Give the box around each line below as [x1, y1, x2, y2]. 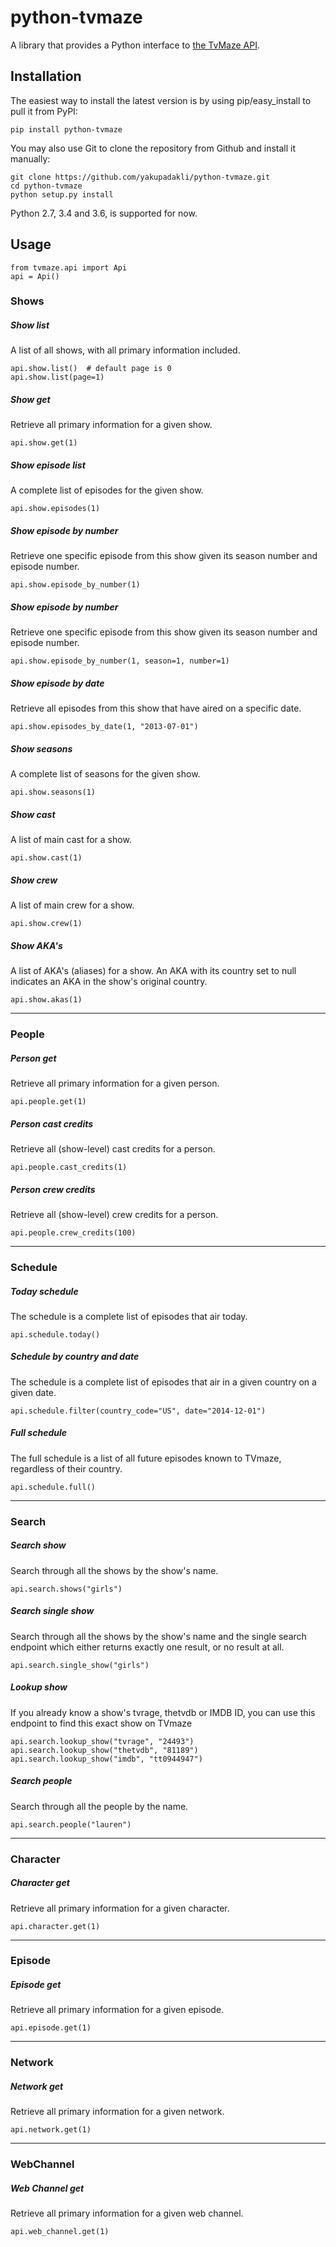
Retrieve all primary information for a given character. [10, 1902, 230, 1914]
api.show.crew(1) [10, 919, 83, 929]
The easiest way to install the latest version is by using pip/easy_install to [10, 94, 312, 106]
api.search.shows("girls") [10, 1584, 123, 1594]
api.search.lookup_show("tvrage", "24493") [10, 1736, 195, 1746]
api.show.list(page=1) [10, 372, 105, 383]
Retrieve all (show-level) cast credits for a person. [10, 1143, 216, 1155]
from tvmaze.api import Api [10, 262, 128, 273]
